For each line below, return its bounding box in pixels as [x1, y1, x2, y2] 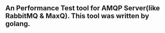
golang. [5, 19, 31, 28]
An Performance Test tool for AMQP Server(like [5, 4, 160, 12]
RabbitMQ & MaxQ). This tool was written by [5, 12, 150, 20]
